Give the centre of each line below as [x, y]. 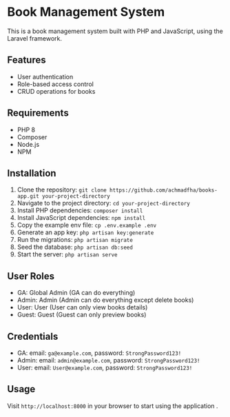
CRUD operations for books [56, 91]
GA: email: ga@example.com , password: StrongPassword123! [99, 353]
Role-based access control [55, 84]
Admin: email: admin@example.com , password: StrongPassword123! [109, 360]
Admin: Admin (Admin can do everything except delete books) [105, 300]
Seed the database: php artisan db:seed [75, 247]
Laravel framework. [35, 38]
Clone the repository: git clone [62, 190]
